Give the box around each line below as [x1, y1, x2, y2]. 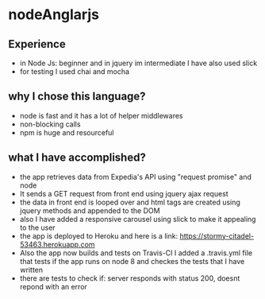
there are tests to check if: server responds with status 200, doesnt [19, 273, 240, 283]
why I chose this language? [8, 90, 146, 103]
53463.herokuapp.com [19, 239, 95, 249]
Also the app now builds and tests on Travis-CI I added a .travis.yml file [19, 248, 252, 258]
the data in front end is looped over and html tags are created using [19, 197, 240, 207]
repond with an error [19, 282, 87, 291]
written [19, 265, 44, 274]
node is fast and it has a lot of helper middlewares [19, 111, 183, 120]
